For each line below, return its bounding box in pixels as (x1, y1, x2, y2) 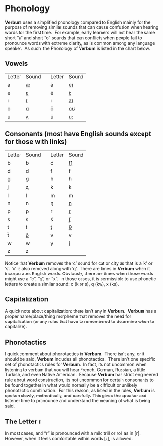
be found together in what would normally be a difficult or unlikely (5, 382, 138, 388)
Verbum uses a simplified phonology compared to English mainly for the (5, 19, 151, 25)
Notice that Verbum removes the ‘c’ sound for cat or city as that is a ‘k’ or (5, 260, 153, 266)
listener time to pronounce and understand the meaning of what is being (5, 398, 150, 404)
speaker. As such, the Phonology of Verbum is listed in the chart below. (5, 45, 150, 51)
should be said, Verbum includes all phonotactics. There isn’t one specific (5, 356, 156, 362)
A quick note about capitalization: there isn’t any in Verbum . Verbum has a (5, 308, 157, 314)
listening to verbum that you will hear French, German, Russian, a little (5, 367, 145, 372)
